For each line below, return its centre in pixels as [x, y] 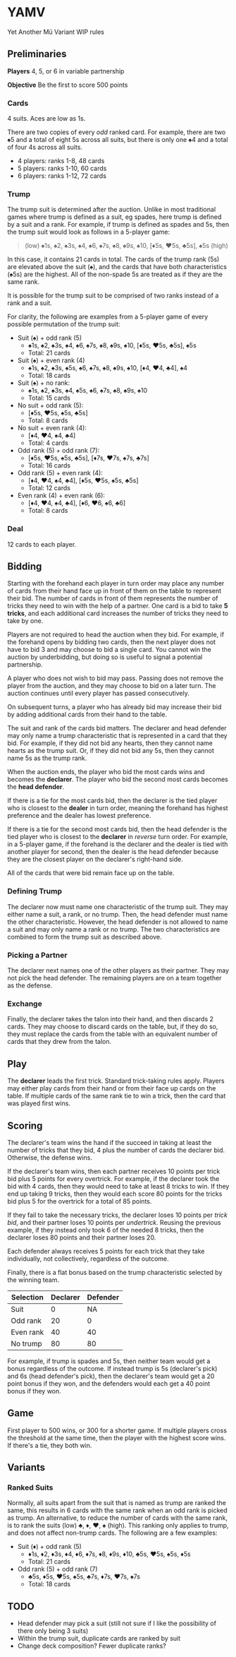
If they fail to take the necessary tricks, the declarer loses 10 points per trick [117, 1215]
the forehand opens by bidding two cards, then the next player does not [112, 642]
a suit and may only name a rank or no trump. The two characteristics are [114, 929]
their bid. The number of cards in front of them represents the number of [113, 598]
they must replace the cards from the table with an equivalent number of [112, 1034]
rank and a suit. [30, 303]
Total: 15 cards [49, 398]
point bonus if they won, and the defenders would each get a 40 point [109, 1383]
